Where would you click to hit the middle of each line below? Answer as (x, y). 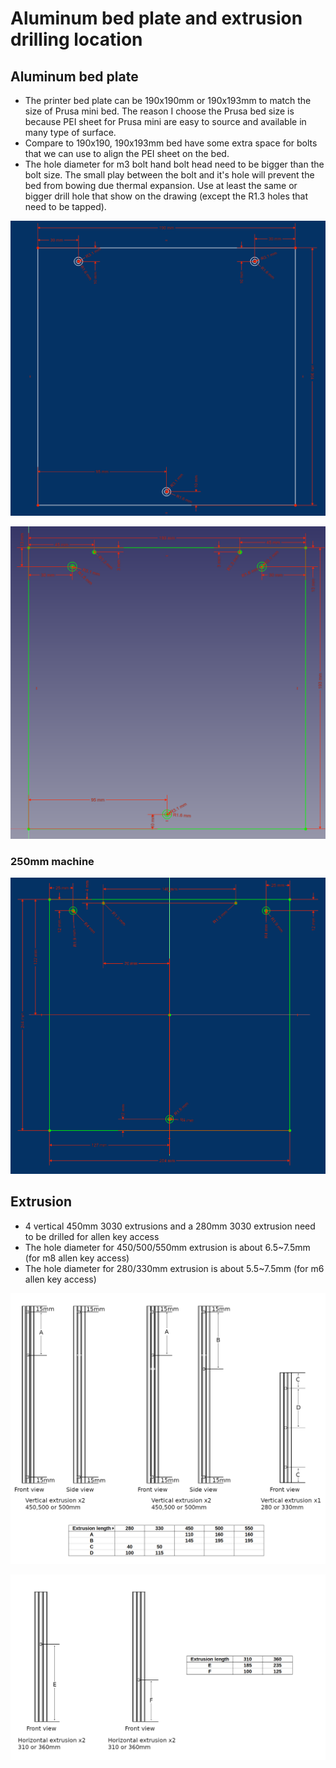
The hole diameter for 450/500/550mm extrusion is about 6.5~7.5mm (167, 1247)
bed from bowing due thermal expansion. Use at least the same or (161, 185)
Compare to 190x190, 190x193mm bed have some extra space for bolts (171, 143)
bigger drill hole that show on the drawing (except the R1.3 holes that (166, 196)
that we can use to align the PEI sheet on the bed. (127, 153)
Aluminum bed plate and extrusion (156, 18)
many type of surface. (70, 132)
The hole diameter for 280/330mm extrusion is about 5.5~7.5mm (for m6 (174, 1268)
